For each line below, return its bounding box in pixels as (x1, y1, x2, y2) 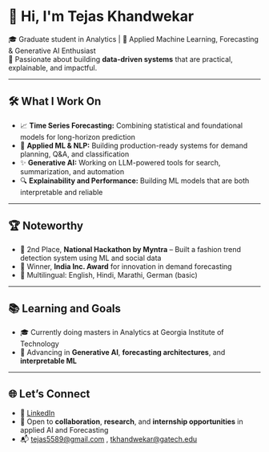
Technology (19, 339, 60, 348)
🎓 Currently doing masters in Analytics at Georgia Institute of (19, 328, 224, 337)
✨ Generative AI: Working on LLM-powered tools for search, (19, 157, 221, 167)
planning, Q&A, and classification (19, 149, 130, 159)
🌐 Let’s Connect (8, 387, 90, 401)
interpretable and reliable (19, 187, 103, 197)
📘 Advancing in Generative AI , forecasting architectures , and (19, 348, 226, 357)
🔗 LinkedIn (19, 409, 55, 418)
